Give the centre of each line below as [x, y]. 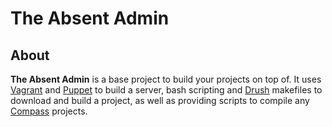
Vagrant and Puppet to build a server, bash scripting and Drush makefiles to [166, 90]
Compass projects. [49, 111]
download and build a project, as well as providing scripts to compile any [160, 100]
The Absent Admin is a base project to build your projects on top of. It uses [166, 79]
